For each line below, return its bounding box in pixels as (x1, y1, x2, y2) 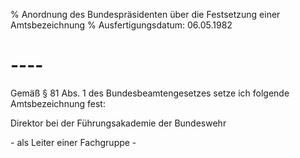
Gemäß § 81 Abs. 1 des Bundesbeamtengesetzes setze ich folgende (10, 87, 290, 99)
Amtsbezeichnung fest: (10, 97, 106, 109)
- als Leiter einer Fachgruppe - (10, 136, 137, 148)
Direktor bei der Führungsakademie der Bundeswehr (10, 117, 227, 129)
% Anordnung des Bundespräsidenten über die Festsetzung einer (10, 9, 281, 20)
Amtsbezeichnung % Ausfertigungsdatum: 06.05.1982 (10, 19, 233, 31)
